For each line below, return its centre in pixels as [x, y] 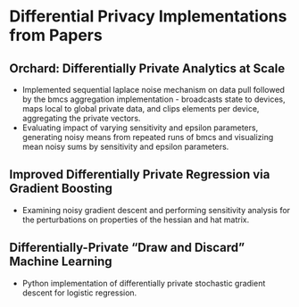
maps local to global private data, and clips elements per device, [141, 108]
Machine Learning [61, 262]
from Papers [56, 35]
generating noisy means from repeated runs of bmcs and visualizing [148, 137]
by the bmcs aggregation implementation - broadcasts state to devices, [154, 99]
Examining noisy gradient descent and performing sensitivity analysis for [156, 210]
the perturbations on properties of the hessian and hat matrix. [136, 220]
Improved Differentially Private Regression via [140, 174]
